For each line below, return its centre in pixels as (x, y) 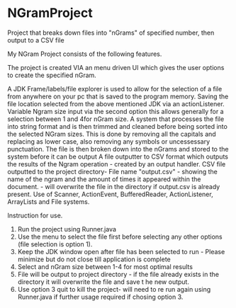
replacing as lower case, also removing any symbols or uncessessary (109, 141)
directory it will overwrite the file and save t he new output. (103, 282)
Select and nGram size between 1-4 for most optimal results (105, 266)
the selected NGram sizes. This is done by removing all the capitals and (112, 134)
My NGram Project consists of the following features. (85, 54)
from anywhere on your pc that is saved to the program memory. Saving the (118, 96)
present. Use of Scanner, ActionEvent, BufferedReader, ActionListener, (111, 194)
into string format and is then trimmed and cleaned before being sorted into (118, 126)
